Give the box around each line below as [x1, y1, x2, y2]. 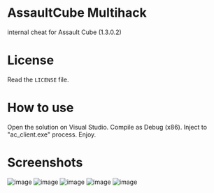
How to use [7, 100, 74, 116]
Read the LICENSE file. [7, 75, 69, 84]
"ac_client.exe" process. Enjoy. [7, 130, 97, 139]
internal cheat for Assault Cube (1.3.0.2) [7, 28, 122, 36]
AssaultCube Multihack [7, 5, 147, 21]
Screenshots [7, 155, 83, 170]
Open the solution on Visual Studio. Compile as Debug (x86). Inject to [7, 123, 208, 131]
